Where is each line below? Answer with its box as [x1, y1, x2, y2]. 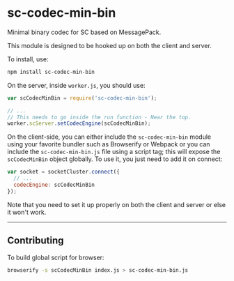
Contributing [7, 235, 64, 247]
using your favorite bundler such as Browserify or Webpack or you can [7, 140, 210, 149]
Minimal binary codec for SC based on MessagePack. [7, 28, 162, 36]
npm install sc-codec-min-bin [7, 68, 95, 75]
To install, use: [7, 54, 49, 63]
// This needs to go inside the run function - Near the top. [7, 114, 192, 121]
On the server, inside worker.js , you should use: [7, 81, 146, 89]
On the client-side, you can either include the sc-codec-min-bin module [7, 132, 212, 141]
